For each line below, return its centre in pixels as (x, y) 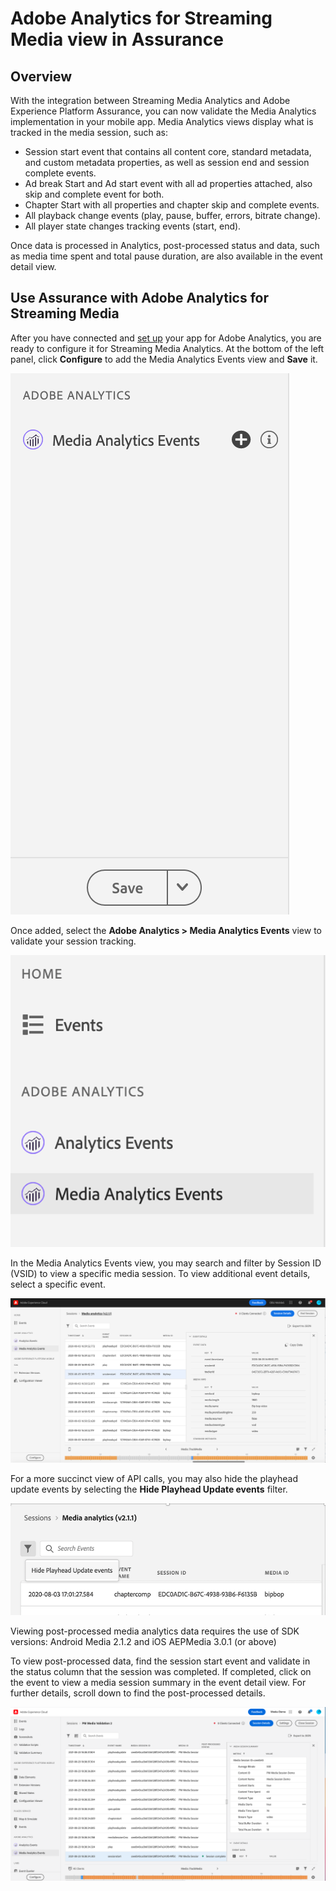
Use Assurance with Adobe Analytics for (140, 298)
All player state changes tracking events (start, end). (133, 226)
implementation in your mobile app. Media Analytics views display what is (162, 121)
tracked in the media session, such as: (89, 132)
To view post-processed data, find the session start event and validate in (160, 1661)
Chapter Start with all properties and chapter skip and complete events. (172, 205)
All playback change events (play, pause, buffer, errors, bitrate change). (172, 215)
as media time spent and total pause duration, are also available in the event (166, 256)
